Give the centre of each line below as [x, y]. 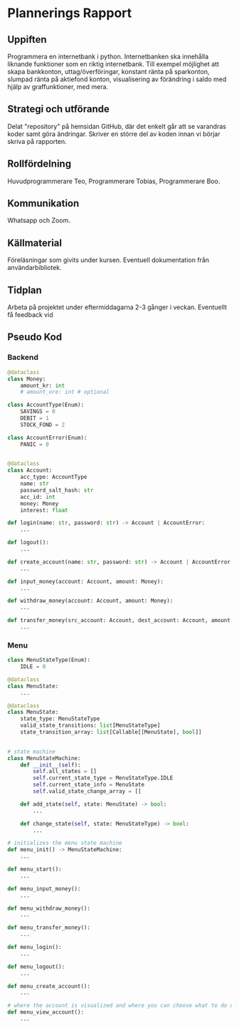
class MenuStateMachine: [44, 758]
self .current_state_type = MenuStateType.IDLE [103, 778]
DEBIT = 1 [35, 418]
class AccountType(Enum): [46, 405]
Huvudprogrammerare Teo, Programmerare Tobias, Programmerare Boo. [114, 181]
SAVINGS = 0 [38, 412]
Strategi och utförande [59, 109]
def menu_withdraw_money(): [49, 908]
